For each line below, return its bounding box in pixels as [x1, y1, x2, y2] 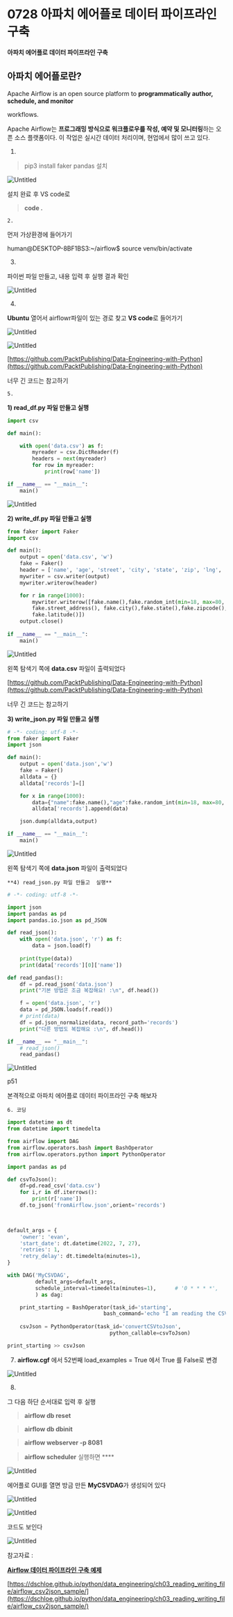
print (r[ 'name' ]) [32, 1195, 82, 1202]
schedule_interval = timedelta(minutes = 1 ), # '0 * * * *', [35, 1284, 218, 1291]
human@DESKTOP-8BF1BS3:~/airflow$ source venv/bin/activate [7, 244, 193, 253]
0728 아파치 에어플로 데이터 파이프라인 [7, 6, 217, 22]
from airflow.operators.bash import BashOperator [7, 1144, 154, 1152]
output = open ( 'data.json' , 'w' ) [19, 760, 113, 767]
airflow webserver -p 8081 [24, 1438, 103, 1447]
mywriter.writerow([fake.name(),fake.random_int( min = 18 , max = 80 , [32, 598, 225, 605]
